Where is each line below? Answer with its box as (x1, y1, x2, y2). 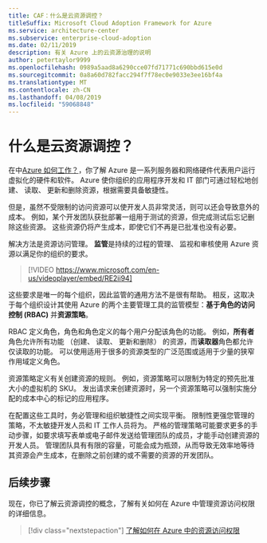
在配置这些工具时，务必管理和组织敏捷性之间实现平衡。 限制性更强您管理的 (8, 411, 255, 420)
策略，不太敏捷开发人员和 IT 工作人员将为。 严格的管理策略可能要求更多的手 (8, 420, 258, 431)
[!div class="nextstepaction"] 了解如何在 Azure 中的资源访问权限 (27, 525, 241, 535)
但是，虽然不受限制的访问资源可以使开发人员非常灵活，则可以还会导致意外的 (8, 203, 260, 212)
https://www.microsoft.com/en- (55, 265, 160, 275)
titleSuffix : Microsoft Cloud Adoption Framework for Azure (8, 19, 213, 27)
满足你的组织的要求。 (22, 249, 92, 259)
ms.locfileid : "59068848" (8, 100, 94, 108)
